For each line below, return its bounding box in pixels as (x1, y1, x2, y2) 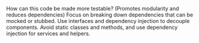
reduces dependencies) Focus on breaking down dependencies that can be (6, 11, 194, 18)
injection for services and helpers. (6, 30, 91, 37)
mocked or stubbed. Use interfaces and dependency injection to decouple (6, 18, 190, 24)
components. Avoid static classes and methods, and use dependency (6, 24, 178, 31)
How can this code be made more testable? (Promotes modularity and (6, 5, 179, 12)
